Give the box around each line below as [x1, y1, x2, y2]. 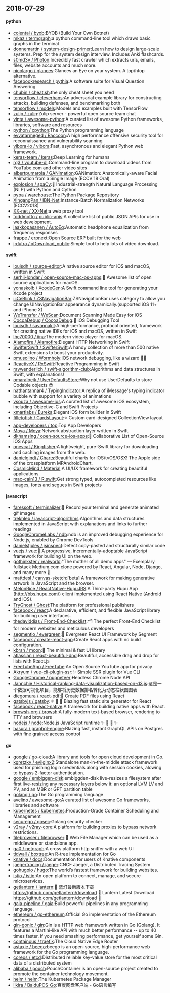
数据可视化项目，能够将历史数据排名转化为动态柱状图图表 [17, 687, 138, 693]
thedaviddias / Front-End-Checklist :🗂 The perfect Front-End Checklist [13, 618, 161, 624]
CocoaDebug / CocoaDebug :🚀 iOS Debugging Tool [13, 317, 119, 323]
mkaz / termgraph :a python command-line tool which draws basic [13, 35, 151, 41]
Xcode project [13, 290, 43, 296]
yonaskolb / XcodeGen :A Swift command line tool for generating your [13, 285, 158, 291]
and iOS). [13, 596, 33, 602]
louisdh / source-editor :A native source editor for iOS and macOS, [13, 263, 151, 269]
